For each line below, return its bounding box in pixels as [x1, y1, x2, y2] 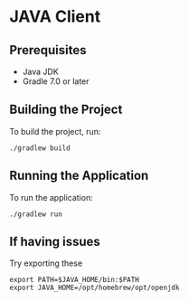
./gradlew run [9, 210, 63, 219]
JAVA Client [9, 6, 101, 27]
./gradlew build [9, 143, 71, 153]
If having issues [9, 234, 101, 249]
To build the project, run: [9, 126, 101, 136]
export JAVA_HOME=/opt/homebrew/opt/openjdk [9, 283, 180, 293]
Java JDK [22, 66, 59, 77]
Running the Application [9, 168, 149, 183]
